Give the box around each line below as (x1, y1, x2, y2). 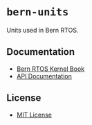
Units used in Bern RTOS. (6, 26, 79, 34)
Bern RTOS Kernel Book (16, 65, 84, 73)
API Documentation (16, 72, 72, 80)
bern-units (6, 6, 69, 19)
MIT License (16, 110, 53, 119)
